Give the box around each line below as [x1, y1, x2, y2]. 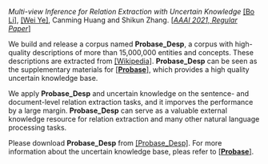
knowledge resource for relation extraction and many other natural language [8, 114, 260, 123]
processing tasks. [8, 123, 67, 132]
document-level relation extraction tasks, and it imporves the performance [8, 98, 254, 106]
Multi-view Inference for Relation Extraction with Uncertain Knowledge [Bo [8, 7, 254, 16]
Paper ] [8, 24, 31, 33]
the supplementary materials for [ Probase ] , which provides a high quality [8, 65, 250, 74]
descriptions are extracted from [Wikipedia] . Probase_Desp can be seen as [8, 56, 258, 66]
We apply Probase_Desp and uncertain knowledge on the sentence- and [8, 89, 250, 98]
